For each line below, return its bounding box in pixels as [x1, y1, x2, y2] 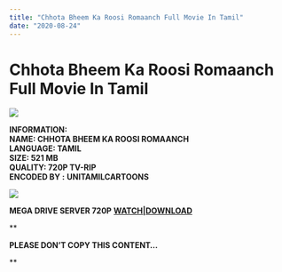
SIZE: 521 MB [9, 153, 59, 164]
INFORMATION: [9, 124, 68, 135]
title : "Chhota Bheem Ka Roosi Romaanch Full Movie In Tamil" [9, 12, 244, 22]
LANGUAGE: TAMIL [9, 143, 82, 154]
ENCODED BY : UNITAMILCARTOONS [9, 172, 149, 182]
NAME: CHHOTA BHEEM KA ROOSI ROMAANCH [9, 134, 189, 145]
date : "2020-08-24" [9, 21, 82, 30]
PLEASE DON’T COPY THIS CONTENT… [9, 240, 158, 251]
